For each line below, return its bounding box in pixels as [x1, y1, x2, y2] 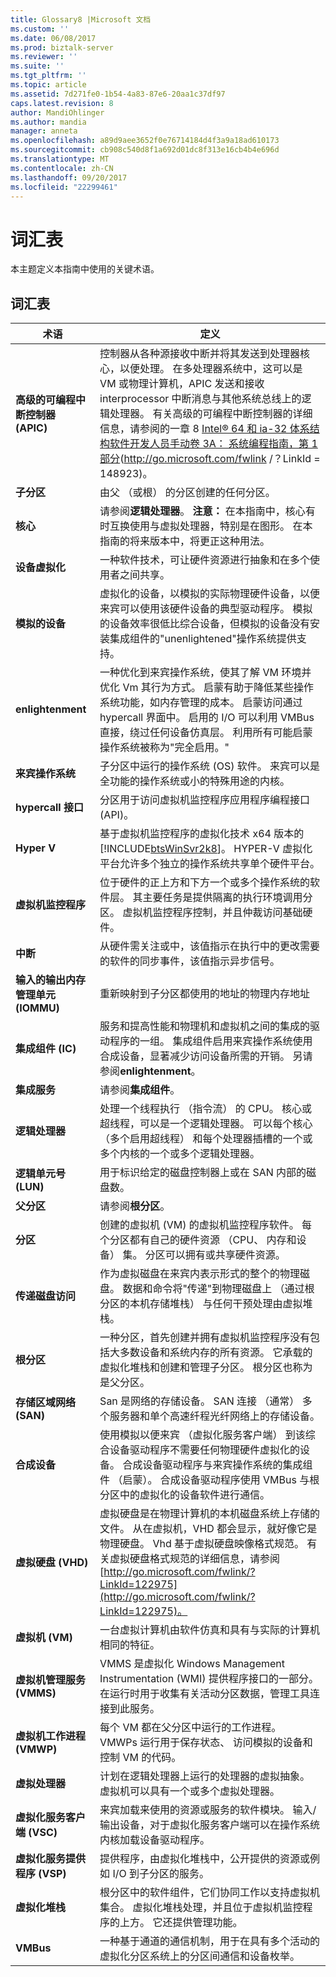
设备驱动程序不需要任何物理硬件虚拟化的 [109, 1443, 301, 1457]
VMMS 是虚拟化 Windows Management [99, 1657, 285, 1671]
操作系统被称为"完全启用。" [99, 741, 230, 755]
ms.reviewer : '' [10, 52, 78, 62]
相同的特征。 [99, 1638, 161, 1652]
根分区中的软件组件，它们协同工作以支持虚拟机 [99, 1886, 321, 1900]
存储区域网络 [15, 1396, 77, 1410]
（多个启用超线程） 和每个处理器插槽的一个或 [99, 1132, 313, 1146]
